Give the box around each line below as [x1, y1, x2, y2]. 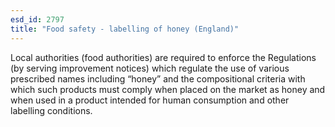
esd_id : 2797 [10, 14, 65, 25]
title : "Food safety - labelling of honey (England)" [10, 24, 240, 34]
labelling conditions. [10, 104, 93, 116]
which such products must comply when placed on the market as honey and [10, 83, 326, 95]
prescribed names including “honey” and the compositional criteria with [10, 72, 306, 85]
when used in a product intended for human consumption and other [10, 94, 290, 106]
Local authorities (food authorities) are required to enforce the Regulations [10, 51, 317, 63]
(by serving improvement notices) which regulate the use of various [10, 62, 290, 74]
